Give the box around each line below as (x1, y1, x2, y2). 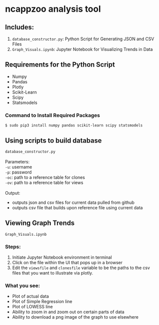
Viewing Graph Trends (5, 219, 75, 227)
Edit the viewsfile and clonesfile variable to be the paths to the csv (12, 265, 150, 271)
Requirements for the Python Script (5, 60, 115, 69)
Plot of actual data (12, 293, 49, 300)
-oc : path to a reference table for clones (5, 174, 85, 180)
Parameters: (5, 158, 30, 165)
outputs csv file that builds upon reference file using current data (12, 204, 143, 210)
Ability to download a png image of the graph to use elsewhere (12, 314, 139, 320)
